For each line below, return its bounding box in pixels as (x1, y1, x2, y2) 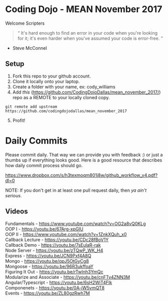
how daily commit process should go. (5, 162, 83, 168)
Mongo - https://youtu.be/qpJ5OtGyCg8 (5, 258, 89, 264)
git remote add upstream (5, 104, 57, 109)
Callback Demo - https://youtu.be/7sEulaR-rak (5, 242, 101, 248)
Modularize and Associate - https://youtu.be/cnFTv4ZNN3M (5, 274, 130, 280)
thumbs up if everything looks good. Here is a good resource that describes (5, 157, 162, 163)
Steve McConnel (12, 45, 47, 51)
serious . (5, 192, 22, 198)
